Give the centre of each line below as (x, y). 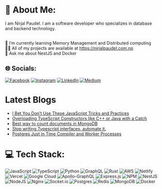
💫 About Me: (31, 10)
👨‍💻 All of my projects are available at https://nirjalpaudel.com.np (69, 48)
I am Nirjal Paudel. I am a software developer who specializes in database (79, 23)
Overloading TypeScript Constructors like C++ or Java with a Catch (79, 118)
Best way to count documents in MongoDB (55, 124)
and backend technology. (30, 28)
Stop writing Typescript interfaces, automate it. (59, 128)
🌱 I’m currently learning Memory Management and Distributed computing (78, 43)
